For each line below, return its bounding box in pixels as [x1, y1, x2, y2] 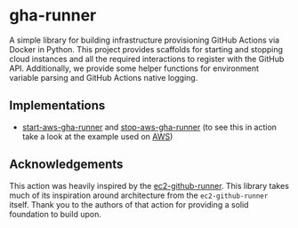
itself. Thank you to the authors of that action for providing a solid [9, 199, 249, 209]
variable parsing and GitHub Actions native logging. [9, 72, 198, 83]
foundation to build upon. [9, 208, 102, 219]
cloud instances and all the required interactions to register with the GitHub [9, 53, 285, 64]
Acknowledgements [9, 157, 124, 172]
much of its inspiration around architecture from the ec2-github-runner [9, 190, 269, 200]
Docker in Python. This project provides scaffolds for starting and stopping [9, 43, 283, 54]
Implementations [9, 98, 106, 114]
